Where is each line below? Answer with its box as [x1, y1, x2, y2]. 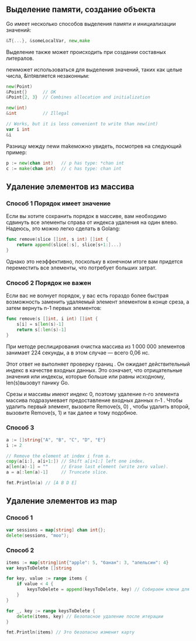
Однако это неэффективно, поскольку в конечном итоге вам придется [6, 258, 183, 265]
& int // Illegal [6, 111, 69, 117]
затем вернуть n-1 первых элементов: [6, 305, 102, 312]
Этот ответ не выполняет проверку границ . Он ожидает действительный [6, 360, 190, 367]
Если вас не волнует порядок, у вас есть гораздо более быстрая [6, 292, 169, 299]
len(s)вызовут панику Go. [6, 379, 70, 386]
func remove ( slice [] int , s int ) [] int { [6, 237, 109, 243]
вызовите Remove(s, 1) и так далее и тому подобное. [6, 409, 138, 416]
